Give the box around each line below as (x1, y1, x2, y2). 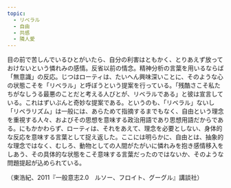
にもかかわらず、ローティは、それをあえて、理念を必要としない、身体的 (19, 125, 223, 133)
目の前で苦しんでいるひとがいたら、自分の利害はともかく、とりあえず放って (7, 56, 223, 64)
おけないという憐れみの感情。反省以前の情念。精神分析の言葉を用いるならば (7, 64, 224, 72)
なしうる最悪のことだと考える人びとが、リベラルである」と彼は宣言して (19, 90, 223, 98)
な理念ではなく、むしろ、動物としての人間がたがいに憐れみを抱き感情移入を (7, 142, 224, 150)
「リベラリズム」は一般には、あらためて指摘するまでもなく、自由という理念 (7, 107, 224, 116)
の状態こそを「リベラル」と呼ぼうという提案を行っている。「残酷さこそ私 (7, 81, 215, 90)
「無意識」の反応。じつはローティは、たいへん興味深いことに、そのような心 (7, 73, 223, 81)
